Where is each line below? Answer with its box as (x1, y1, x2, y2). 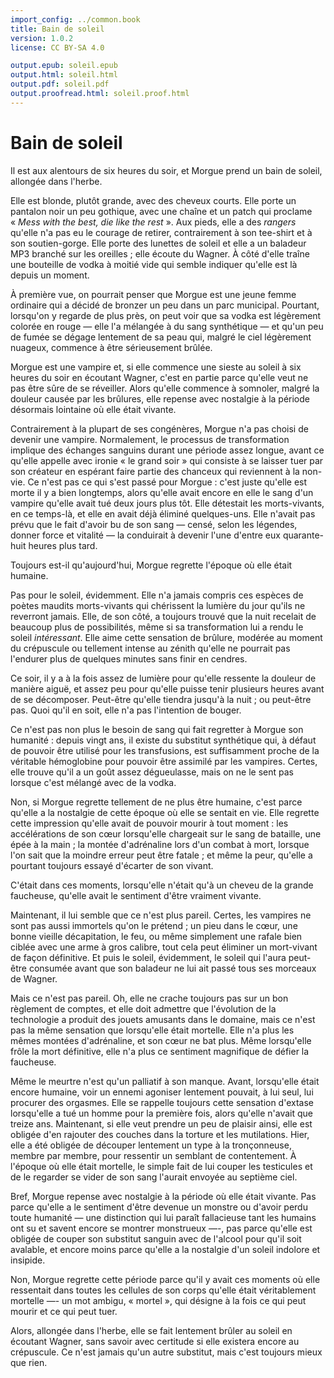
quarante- (282, 529, 325, 541)
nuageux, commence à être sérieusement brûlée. (10, 341, 213, 353)
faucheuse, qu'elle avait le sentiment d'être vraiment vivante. (10, 889, 262, 901)
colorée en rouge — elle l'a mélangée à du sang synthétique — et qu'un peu (10, 320, 324, 332)
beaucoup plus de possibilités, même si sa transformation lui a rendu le (10, 621, 304, 633)
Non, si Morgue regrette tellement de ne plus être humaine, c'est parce (10, 796, 303, 808)
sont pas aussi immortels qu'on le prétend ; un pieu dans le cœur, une (10, 919, 298, 931)
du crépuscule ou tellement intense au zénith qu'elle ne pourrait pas (10, 642, 291, 654)
